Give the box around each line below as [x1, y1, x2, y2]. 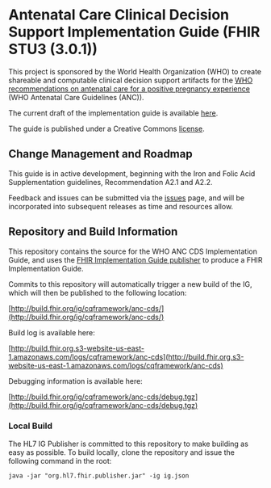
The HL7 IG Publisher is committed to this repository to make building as [8, 439, 248, 448]
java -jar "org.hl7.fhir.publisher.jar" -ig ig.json [8, 471, 190, 480]
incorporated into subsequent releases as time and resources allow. [8, 201, 234, 211]
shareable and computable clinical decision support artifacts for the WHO [8, 75, 253, 85]
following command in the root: [8, 456, 112, 465]
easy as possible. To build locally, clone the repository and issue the [8, 447, 236, 457]
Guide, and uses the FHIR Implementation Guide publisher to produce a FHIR [8, 255, 263, 264]
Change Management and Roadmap [8, 147, 193, 161]
